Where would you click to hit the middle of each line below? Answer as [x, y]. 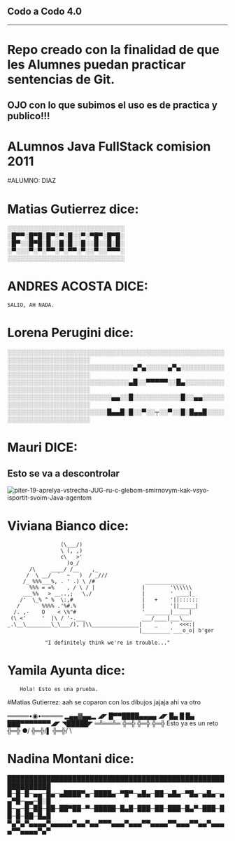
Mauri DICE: [43, 447]
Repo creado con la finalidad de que [113, 50]
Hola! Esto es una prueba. [59, 690]
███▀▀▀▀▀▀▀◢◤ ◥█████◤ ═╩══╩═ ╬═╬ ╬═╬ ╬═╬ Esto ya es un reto [113, 723]
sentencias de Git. [61, 79]
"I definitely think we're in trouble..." [107, 643]
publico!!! [29, 116]
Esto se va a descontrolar [64, 473]
